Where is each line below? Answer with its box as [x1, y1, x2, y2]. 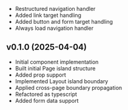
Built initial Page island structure [15, 64, 96, 72]
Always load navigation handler [15, 24, 94, 32]
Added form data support [15, 97, 79, 104]
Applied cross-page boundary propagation [15, 84, 123, 91]
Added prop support [15, 71, 67, 78]
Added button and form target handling [15, 18, 113, 25]
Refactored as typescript [15, 91, 78, 98]
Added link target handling [15, 12, 82, 19]
